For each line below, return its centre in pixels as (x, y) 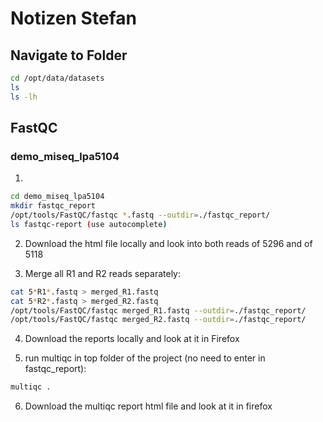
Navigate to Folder (69, 55)
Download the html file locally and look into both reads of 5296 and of (168, 243)
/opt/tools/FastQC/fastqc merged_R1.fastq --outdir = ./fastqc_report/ (158, 310)
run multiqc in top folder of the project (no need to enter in (145, 358)
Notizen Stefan (73, 18)
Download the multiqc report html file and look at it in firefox (148, 406)
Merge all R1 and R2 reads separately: (102, 273)
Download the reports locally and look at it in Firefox (132, 339)
